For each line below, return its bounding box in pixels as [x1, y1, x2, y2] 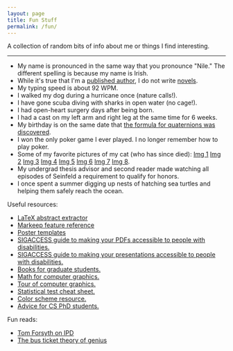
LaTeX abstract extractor [17, 214, 88, 222]
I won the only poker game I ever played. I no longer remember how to [17, 136, 218, 144]
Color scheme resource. [17, 295, 87, 303]
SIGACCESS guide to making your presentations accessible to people [17, 251, 216, 259]
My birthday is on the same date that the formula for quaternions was [17, 120, 216, 129]
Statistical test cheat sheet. [17, 287, 96, 296]
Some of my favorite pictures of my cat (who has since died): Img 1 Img [17, 150, 221, 159]
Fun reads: [7, 316, 38, 324]
